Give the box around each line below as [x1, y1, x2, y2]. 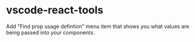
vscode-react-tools [6, 3, 104, 17]
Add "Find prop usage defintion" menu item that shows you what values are [6, 23, 190, 30]
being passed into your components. [6, 29, 95, 36]
